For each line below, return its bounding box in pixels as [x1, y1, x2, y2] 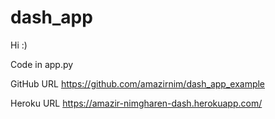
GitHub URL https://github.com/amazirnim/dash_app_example [10, 77, 266, 90]
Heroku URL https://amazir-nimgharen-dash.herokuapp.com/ [10, 97, 263, 109]
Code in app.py [10, 58, 74, 70]
